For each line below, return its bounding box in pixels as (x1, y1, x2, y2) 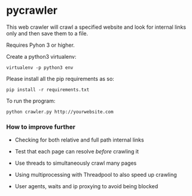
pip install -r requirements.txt (6, 86, 90, 93)
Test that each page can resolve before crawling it (14, 148, 139, 155)
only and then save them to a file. (6, 29, 89, 37)
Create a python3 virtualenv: (6, 53, 77, 60)
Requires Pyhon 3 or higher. (6, 41, 75, 49)
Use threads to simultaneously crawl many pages (14, 159, 137, 167)
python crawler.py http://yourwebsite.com (6, 108, 114, 114)
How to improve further (6, 122, 76, 131)
